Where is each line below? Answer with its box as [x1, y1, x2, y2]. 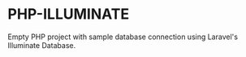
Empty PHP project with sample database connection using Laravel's [7, 32, 239, 42]
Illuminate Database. [7, 40, 76, 50]
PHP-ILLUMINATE [7, 5, 130, 24]
